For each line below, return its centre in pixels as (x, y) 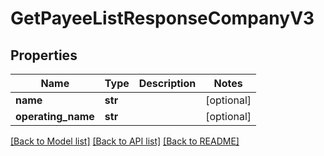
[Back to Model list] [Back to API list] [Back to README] (125, 141)
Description (167, 83)
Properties (44, 55)
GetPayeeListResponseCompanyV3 (162, 18)
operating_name (55, 116)
